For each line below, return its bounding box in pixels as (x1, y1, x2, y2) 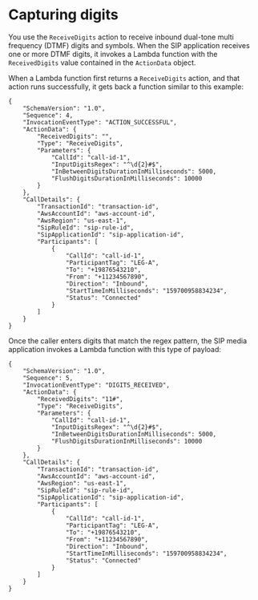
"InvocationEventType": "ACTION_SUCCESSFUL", (22, 118, 178, 126)
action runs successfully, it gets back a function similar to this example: (8, 82, 244, 91)
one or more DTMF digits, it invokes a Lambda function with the (8, 49, 218, 59)
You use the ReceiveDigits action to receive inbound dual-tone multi (8, 32, 234, 42)
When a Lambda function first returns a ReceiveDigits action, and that (8, 73, 240, 83)
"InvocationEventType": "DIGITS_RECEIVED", (22, 381, 171, 389)
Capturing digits (8, 6, 119, 24)
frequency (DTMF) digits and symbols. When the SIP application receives (8, 40, 250, 50)
